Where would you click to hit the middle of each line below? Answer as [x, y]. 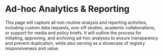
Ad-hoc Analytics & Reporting [68, 9]
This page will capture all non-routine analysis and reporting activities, [76, 22]
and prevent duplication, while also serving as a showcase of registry [75, 43]
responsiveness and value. [32, 48]
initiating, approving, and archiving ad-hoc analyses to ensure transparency [81, 38]
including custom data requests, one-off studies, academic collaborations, [80, 27]
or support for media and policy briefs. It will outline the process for [73, 33]
